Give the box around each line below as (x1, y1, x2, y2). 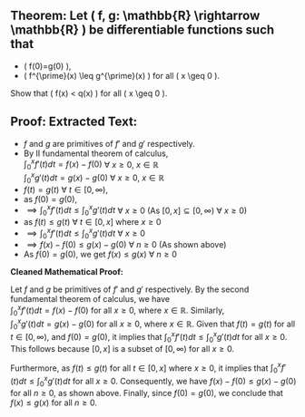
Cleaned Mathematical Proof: (10, 267, 123, 277)
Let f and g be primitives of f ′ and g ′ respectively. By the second (10, 284, 250, 295)
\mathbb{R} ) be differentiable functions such (10, 23, 275, 38)
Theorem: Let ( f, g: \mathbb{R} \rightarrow (10, 8, 261, 24)
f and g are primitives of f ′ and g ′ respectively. (23, 138, 196, 149)
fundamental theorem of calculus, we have (10, 294, 171, 305)
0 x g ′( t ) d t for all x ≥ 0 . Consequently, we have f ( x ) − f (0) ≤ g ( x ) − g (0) (39, 374, 297, 389)
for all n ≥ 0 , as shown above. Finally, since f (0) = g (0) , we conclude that (10, 387, 284, 398)
